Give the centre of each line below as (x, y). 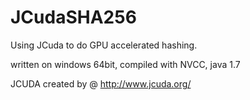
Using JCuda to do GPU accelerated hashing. (104, 45)
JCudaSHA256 (73, 17)
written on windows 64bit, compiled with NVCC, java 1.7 (125, 64)
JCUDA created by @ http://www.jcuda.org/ (101, 83)
